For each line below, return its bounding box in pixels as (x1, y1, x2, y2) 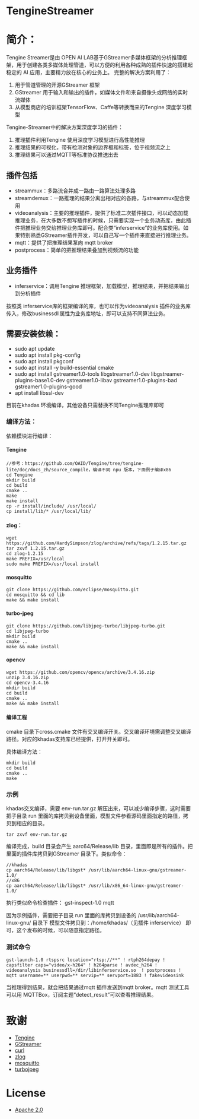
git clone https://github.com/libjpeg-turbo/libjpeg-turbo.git (6, 623, 166, 629)
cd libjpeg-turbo (6, 628, 49, 634)
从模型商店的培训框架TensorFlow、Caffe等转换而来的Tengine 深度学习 (14, 104, 187, 111)
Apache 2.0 (14, 1106, 43, 1113)
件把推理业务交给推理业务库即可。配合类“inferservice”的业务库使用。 (14, 224, 184, 231)
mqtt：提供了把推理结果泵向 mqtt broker (14, 239, 114, 246)
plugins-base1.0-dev (14, 376, 65, 383)
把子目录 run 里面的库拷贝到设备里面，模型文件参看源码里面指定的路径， (6, 812, 184, 820)
